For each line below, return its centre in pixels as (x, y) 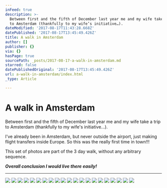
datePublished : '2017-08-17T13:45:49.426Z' (51, 33)
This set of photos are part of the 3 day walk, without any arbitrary (73, 151)
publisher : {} (20, 47)
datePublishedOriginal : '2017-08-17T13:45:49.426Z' (60, 70)
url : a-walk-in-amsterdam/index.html (44, 74)
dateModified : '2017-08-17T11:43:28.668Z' (50, 28)
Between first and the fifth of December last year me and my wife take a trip (83, 122)
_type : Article (21, 79)
